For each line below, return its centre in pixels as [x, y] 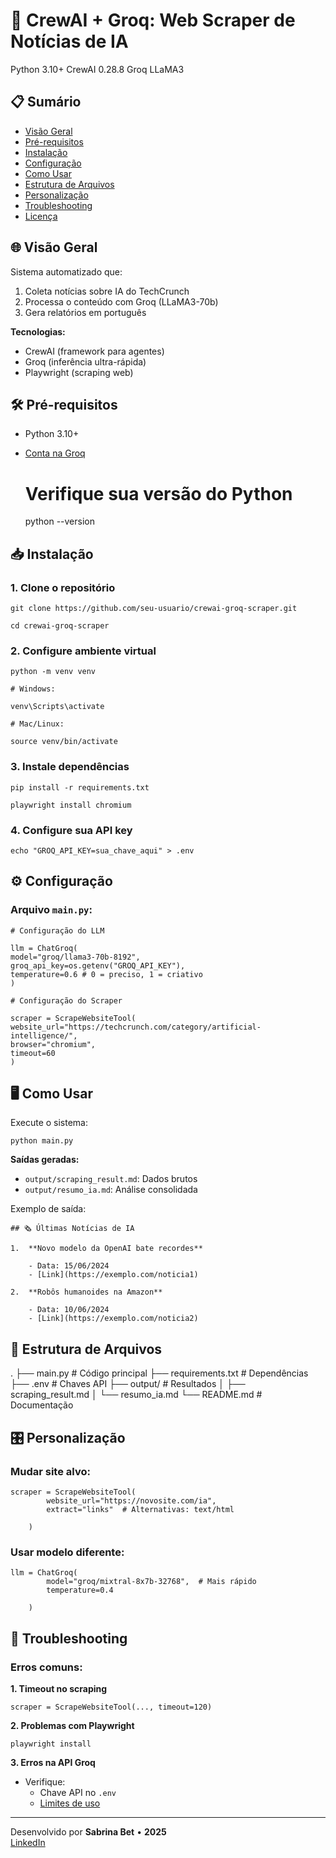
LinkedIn [28, 1842]
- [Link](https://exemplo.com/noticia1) [113, 1275]
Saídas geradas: [45, 1160]
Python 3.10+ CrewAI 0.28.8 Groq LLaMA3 [97, 69]
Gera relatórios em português [85, 312]
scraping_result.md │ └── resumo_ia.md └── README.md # [136, 1395]
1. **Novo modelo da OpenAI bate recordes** [106, 1249]
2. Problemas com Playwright [72, 1725]
